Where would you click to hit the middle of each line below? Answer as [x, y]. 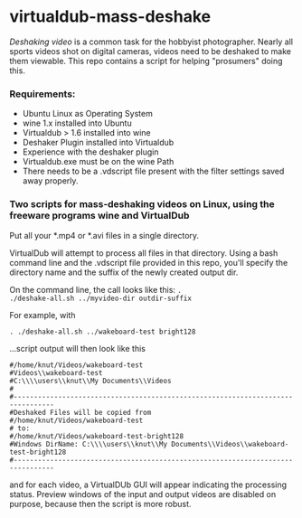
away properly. [50, 181]
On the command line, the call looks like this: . [96, 289]
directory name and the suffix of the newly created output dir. [124, 272]
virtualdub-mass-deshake [110, 17]
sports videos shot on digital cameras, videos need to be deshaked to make [151, 51]
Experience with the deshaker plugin [91, 152]
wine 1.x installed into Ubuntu [77, 123]
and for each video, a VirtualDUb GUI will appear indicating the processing [148, 485]
